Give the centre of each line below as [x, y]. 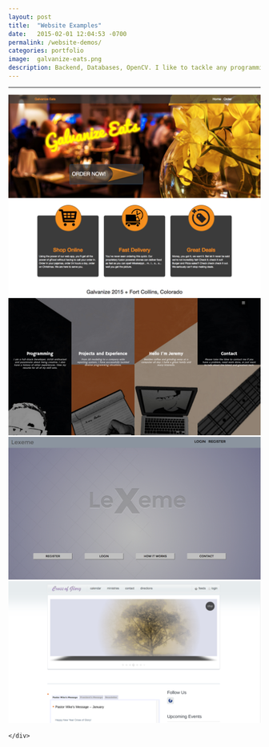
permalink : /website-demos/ [55, 42]
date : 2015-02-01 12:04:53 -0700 [68, 34]
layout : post [30, 17]
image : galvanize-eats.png [55, 59]
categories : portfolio [46, 51]
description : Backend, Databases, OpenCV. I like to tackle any [118, 68]
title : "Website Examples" [55, 25]
